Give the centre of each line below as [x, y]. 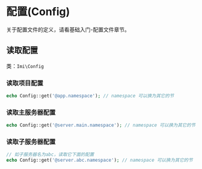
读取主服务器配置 [31, 112]
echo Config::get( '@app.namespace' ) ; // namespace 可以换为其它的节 [90, 96]
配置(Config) [38, 12]
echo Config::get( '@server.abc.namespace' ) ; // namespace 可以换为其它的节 [100, 160]
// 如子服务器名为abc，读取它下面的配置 [50, 155]
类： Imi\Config [25, 66]
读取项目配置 [25, 83]
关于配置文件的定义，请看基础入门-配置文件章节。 [68, 29]
